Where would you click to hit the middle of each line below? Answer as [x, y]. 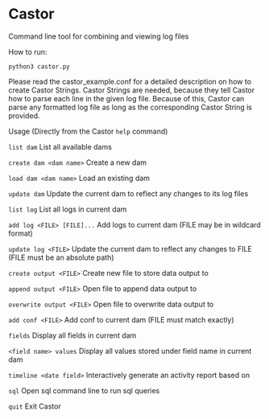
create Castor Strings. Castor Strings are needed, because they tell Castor [132, 90]
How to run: [28, 51]
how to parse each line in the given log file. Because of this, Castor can [126, 98]
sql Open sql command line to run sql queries [84, 390]
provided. [24, 115]
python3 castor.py [39, 66]
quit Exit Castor [35, 406]
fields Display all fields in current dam [72, 335]
